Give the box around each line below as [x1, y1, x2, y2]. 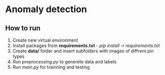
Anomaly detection [5, 4, 87, 15]
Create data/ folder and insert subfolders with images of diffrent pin [12, 48, 154, 54]
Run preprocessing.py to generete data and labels [12, 59, 117, 64]
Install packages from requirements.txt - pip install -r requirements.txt [12, 43, 160, 49]
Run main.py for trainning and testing [12, 64, 90, 70]
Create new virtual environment [12, 37, 78, 43]
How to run [5, 24, 41, 32]
